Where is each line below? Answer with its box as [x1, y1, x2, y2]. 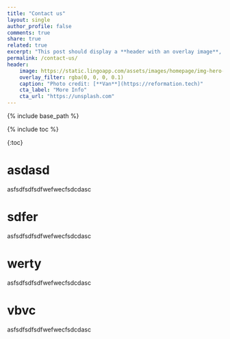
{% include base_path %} [7, 112, 79, 120]
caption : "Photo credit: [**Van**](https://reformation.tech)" [19, 80, 204, 87]
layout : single [7, 16, 51, 23]
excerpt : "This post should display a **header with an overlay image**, [7, 49, 222, 56]
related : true [7, 42, 48, 49]
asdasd [7, 163, 50, 178]
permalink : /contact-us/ [7, 55, 78, 62]
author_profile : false [7, 23, 72, 30]
